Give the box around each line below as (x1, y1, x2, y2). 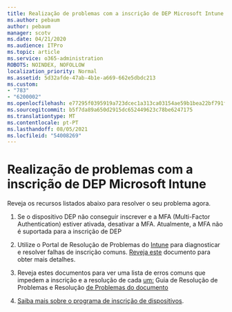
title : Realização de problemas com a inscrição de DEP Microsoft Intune (7, 10, 224, 17)
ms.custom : (7, 81, 39, 88)
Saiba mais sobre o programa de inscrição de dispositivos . (17, 297, 184, 305)
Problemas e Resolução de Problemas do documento (17, 284, 168, 292)
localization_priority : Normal (7, 68, 97, 75)
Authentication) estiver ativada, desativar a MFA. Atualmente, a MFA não (17, 220, 223, 228)
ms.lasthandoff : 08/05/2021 (7, 126, 88, 133)
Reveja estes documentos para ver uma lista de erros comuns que (17, 269, 206, 277)
